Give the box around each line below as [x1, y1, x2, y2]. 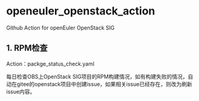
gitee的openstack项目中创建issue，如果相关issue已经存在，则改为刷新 [16, 80, 192, 88]
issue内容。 [6, 88, 36, 95]
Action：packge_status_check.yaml [6, 60, 95, 67]
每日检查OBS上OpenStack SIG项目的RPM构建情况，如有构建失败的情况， [6, 73, 188, 80]
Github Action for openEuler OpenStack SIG [6, 24, 115, 31]
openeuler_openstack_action [6, 4, 156, 18]
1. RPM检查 [6, 43, 48, 54]
